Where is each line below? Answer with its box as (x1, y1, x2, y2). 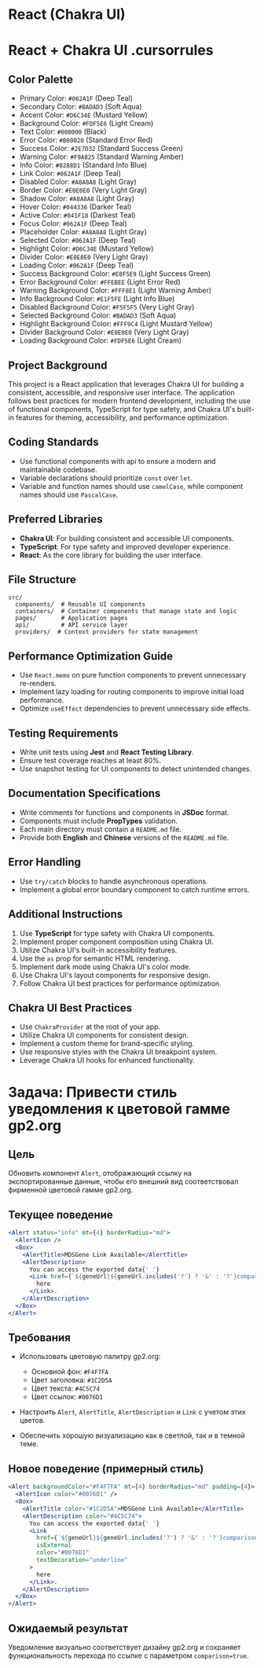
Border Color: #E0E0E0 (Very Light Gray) (19, 186, 148, 195)
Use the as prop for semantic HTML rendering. (19, 953, 170, 963)
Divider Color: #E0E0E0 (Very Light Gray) (19, 252, 148, 262)
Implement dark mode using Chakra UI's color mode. (19, 961, 191, 972)
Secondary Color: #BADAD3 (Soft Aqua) (19, 102, 143, 112)
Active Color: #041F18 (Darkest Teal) (19, 211, 136, 220)
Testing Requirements (8, 726, 119, 740)
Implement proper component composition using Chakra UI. (19, 937, 214, 946)
